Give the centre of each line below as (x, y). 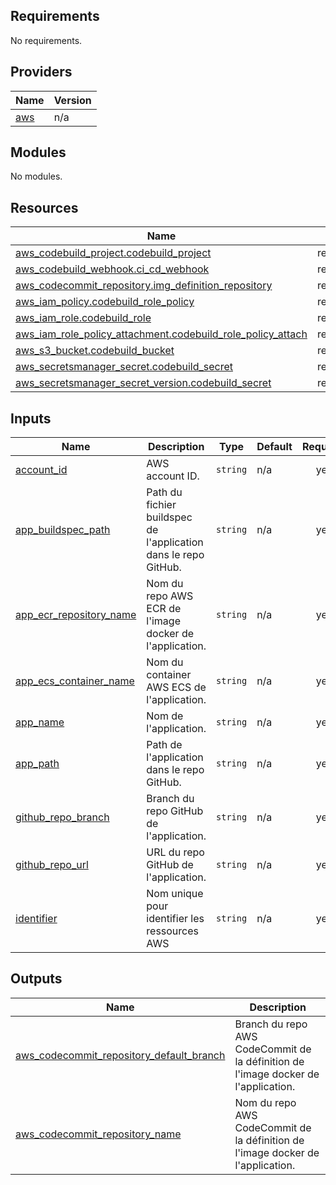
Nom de (165, 716)
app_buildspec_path (63, 530)
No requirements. (46, 40)
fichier (161, 505)
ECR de (164, 609)
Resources (44, 207)
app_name (40, 722)
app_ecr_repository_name (76, 615)
